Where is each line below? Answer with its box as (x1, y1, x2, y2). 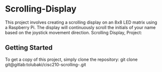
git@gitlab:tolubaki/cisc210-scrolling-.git (5, 61, 86, 67)
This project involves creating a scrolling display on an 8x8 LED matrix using (5, 19, 158, 25)
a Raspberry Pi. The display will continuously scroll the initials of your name (5, 24, 156, 30)
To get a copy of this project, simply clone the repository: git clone (5, 57, 138, 62)
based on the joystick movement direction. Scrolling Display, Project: (5, 29, 142, 35)
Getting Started (5, 43, 53, 52)
